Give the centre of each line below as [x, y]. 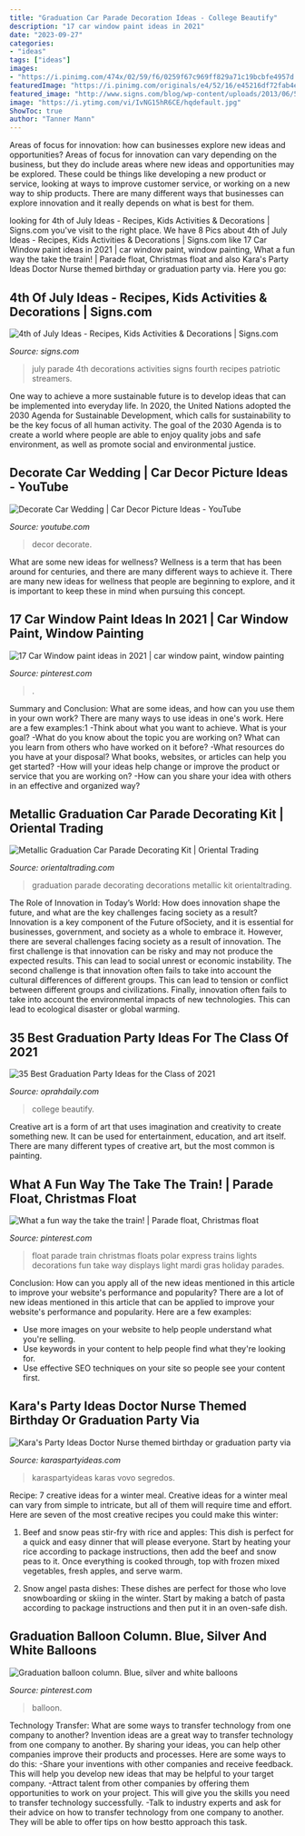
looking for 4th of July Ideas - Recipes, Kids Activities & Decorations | [140, 221]
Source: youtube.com [50, 526]
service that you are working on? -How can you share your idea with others [151, 776]
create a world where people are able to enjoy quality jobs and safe [135, 434]
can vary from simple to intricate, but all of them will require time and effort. [151, 1504]
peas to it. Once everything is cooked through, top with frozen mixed [151, 1561]
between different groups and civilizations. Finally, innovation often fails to [148, 990]
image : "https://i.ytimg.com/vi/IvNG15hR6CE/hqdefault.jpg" [126, 102]
